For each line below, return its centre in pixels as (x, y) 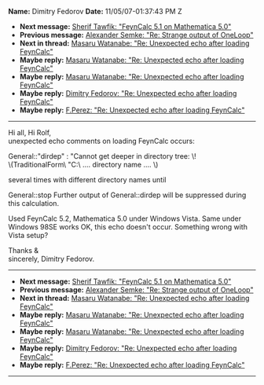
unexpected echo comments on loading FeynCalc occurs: (101, 141)
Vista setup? (28, 235)
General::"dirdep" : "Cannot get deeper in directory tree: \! (102, 156)
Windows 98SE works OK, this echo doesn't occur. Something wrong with (128, 227)
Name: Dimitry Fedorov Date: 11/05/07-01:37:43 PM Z (95, 11)
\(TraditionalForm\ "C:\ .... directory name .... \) (83, 165)
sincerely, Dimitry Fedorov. (51, 259)
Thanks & (24, 250)
